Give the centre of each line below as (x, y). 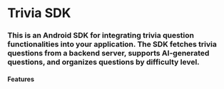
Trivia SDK (39, 13)
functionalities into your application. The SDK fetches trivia (112, 44)
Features (21, 79)
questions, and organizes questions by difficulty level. (103, 62)
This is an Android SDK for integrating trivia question (101, 36)
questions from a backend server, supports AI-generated (108, 53)
